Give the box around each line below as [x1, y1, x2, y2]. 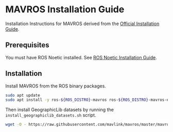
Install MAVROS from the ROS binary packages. [5, 83, 107, 89]
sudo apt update [5, 93, 40, 98]
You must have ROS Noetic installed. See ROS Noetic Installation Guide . [5, 54, 157, 60]
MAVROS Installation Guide [5, 4, 125, 15]
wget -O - [5, 122, 27, 127]
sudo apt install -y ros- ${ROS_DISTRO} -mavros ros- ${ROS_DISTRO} [5, 97, 148, 103]
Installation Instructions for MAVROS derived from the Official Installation [5, 20, 160, 27]
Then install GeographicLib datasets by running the [5, 106, 114, 113]
